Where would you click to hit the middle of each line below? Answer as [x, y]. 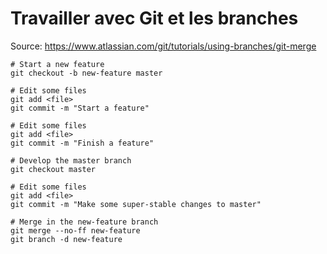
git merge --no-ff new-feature [75, 230]
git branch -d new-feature [66, 239]
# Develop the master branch [71, 160]
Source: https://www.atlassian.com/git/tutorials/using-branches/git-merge [163, 46]
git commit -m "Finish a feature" [82, 143]
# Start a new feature [57, 64]
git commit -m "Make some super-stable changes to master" [136, 204]
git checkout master [53, 169]
